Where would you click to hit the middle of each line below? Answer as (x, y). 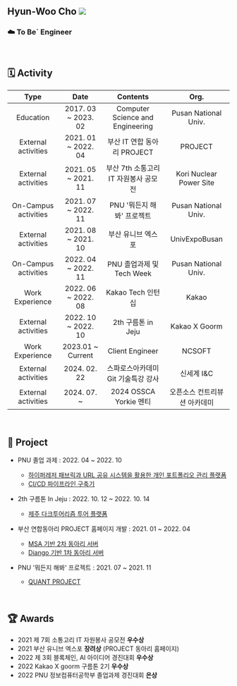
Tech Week (133, 273)
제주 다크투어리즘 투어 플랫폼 (68, 514)
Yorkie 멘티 (133, 401)
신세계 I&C (196, 373)
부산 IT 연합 (126, 142)
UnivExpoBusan (197, 239)
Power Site (197, 183)
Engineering (133, 126)
